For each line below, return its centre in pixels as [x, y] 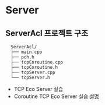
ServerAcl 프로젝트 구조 [47, 33]
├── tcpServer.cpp [33, 72]
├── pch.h [22, 57]
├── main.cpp [27, 52]
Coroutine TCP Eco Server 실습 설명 [57, 96]
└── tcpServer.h [30, 78]
